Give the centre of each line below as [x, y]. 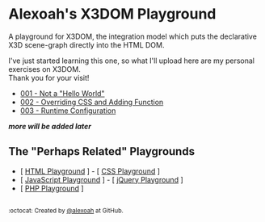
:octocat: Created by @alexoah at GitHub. [66, 211]
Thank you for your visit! [49, 77]
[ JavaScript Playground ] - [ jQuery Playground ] [101, 179]
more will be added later [50, 126]
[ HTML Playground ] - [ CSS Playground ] [90, 171]
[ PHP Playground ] [52, 188]
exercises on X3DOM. [44, 69]
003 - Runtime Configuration [68, 111]
